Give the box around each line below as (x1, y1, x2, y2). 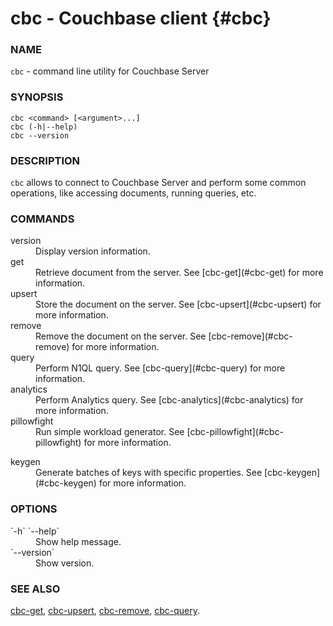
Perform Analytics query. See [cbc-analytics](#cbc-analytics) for (35, 394, 304, 406)
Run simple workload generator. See (35, 426, 185, 438)
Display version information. (35, 245, 151, 257)
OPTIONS (10, 502, 58, 516)
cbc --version (10, 130, 70, 141)
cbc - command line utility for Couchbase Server (10, 65, 210, 77)
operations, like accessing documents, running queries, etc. (10, 187, 257, 199)
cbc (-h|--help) (10, 122, 78, 132)
